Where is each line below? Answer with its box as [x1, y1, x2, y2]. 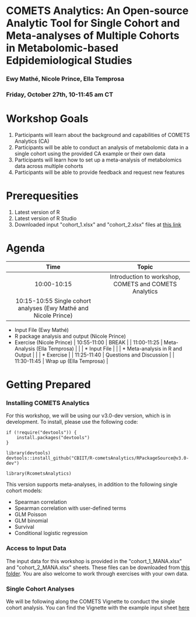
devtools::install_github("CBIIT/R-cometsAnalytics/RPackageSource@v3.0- [6, 455, 190, 461]
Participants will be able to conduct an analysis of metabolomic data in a [14, 143, 188, 150]
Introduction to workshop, [110, 272, 181, 280]
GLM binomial [14, 517, 48, 525]
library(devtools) [6, 450, 51, 456]
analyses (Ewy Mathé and [17, 304, 89, 312]
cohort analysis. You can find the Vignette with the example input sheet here [6, 604, 190, 611]
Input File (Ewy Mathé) [14, 326, 69, 333]
